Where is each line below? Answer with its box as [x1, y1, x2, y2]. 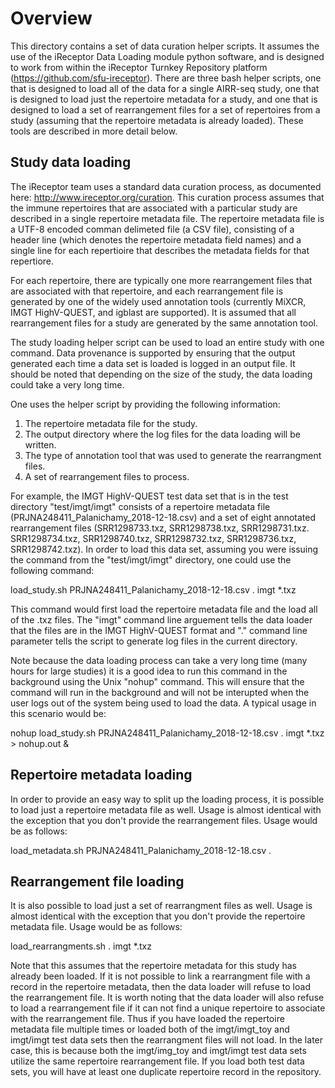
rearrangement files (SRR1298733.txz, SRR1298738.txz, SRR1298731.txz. [10, 522, 310, 534]
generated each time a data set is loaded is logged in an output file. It [10, 357, 296, 369]
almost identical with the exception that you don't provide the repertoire [10, 910, 306, 922]
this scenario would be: [10, 707, 107, 719]
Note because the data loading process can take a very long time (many [10, 654, 308, 666]
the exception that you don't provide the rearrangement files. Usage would [10, 814, 318, 826]
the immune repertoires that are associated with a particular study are [10, 202, 298, 214]
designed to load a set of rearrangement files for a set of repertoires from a [10, 103, 321, 116]
